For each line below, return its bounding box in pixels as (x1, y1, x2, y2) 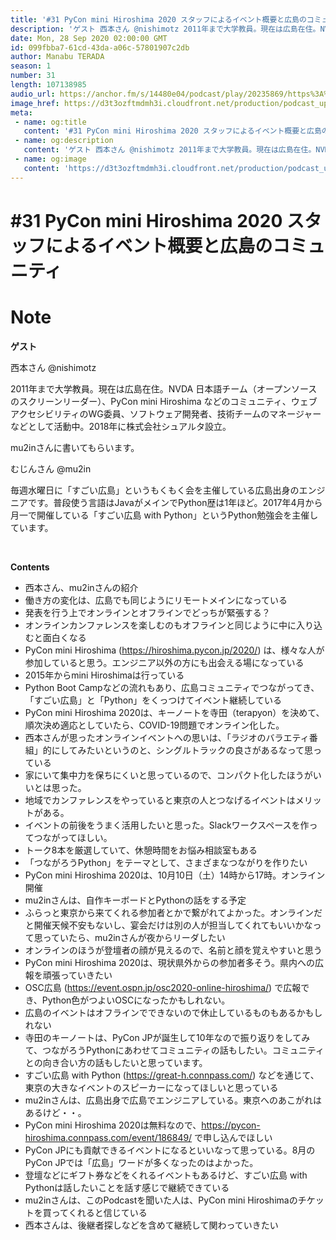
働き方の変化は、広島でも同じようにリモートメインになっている (24, 594, 288, 606)
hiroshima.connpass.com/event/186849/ (24, 1131, 193, 1143)
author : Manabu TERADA (10, 52, 105, 62)
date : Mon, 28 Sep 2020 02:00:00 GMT (10, 33, 168, 43)
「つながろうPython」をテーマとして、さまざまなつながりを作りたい (24, 856, 308, 868)
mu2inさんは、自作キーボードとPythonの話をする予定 (24, 894, 247, 906)
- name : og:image (14, 154, 87, 164)
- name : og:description (14, 136, 114, 146)
